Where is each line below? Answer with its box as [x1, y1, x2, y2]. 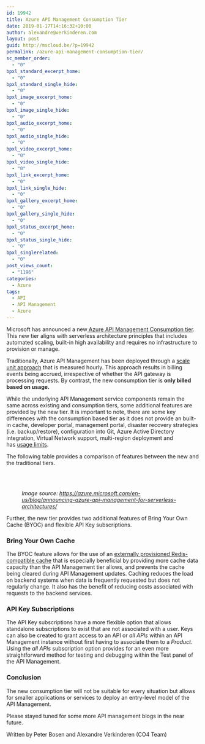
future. [6, 719, 23, 726]
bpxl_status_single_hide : [6, 237, 72, 243]
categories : [6, 275, 37, 282]
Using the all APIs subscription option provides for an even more [6, 645, 170, 652]
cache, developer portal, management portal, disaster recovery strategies [12, 421, 198, 428]
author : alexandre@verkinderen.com [6, 29, 97, 36]
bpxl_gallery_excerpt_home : [6, 198, 78, 204]
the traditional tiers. [6, 459, 56, 466]
